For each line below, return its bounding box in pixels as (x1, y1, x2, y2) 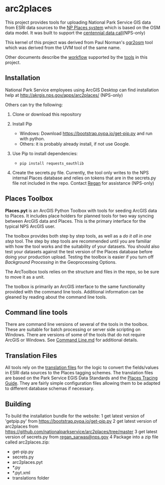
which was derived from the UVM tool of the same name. (5, 44, 121, 50)
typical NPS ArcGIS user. (5, 223, 56, 229)
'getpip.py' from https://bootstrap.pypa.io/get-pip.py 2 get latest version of (5, 418, 158, 424)
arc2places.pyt (12, 459, 43, 465)
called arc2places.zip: (5, 439, 50, 445)
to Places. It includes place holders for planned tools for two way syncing (5, 213, 154, 219)
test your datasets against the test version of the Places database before (5, 248, 153, 254)
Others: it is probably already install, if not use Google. (19, 141, 131, 147)
